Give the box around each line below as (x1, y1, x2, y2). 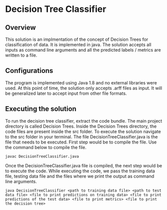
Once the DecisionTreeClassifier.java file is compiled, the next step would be (5, 162, 163, 168)
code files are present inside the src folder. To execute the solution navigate (5, 128, 161, 135)
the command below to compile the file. (5, 144, 87, 150)
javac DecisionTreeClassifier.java (5, 154, 79, 159)
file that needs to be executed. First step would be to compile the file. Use (5, 139, 157, 145)
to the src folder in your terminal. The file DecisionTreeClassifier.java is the (5, 134, 158, 140)
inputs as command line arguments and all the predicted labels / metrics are (5, 47, 161, 53)
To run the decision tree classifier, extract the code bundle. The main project (5, 118, 163, 124)
